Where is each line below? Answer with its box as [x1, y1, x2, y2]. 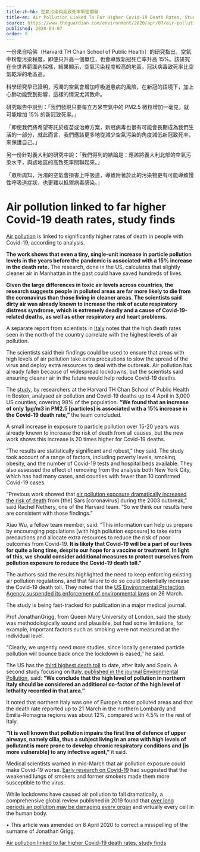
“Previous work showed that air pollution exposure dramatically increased [6, 491, 187, 498]
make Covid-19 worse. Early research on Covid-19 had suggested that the [6, 767, 187, 774]
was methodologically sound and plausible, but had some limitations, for [6, 619, 183, 627]
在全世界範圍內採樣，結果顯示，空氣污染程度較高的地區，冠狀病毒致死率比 [6, 63, 189, 71]
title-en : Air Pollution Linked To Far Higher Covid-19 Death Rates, [6, 14, 183, 20]
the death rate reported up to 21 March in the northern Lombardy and [6, 705, 176, 712]
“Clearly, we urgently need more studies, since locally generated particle [6, 644, 185, 651]
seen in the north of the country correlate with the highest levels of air [6, 331, 178, 338]
